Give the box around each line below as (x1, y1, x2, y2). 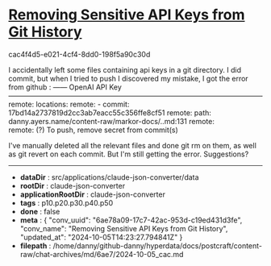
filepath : (19, 240, 52, 251)
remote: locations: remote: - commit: (8, 99, 130, 109)
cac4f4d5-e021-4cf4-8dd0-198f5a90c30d (8, 49, 151, 59)
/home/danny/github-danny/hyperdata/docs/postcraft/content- (52, 240, 263, 251)
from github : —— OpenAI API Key (8, 82, 123, 92)
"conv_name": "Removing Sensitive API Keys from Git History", (19, 223, 228, 233)
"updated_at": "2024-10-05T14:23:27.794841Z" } (19, 232, 183, 242)
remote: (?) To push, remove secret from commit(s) (8, 125, 179, 135)
